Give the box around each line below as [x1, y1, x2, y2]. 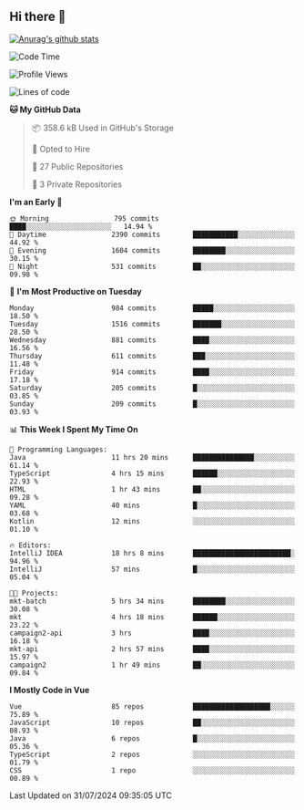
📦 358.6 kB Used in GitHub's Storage [31, 122, 175, 133]
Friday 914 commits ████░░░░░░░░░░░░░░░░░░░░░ [9, 367, 296, 377]
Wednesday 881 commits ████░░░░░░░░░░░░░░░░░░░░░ [9, 335, 296, 345]
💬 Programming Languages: [9, 444, 107, 454]
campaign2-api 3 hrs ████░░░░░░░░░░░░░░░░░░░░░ [9, 628, 296, 638]
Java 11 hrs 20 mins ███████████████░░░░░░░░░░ [9, 452, 296, 462]
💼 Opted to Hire [31, 143, 91, 154]
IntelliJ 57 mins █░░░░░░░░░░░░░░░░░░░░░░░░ [9, 565, 296, 574]
